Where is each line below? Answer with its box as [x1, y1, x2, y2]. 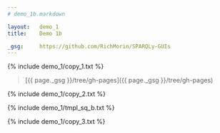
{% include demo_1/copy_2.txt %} [7, 90, 106, 98]
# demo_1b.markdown [7, 10, 66, 18]
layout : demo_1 [7, 23, 59, 31]
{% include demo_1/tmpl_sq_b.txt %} [7, 104, 116, 112]
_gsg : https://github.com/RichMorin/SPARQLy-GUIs [7, 43, 171, 50]
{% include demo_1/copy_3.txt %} [7, 117, 106, 126]
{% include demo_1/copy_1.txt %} [7, 62, 104, 71]
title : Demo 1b [7, 30, 62, 37]
